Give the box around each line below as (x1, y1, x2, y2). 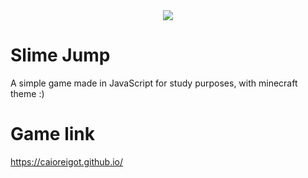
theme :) (10, 87, 45, 99)
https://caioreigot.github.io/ (10, 155, 124, 168)
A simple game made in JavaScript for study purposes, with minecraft (10, 77, 298, 89)
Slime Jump (10, 44, 111, 67)
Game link (10, 123, 95, 146)
